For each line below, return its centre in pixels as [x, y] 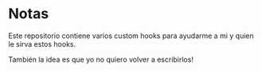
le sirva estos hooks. [42, 44]
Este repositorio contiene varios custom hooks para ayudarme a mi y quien [131, 36]
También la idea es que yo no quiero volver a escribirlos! [101, 59]
